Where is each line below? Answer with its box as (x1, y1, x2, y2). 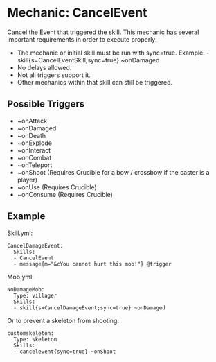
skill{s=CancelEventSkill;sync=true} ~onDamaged (17, 55, 160, 64)
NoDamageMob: (7, 286, 45, 293)
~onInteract (17, 146, 51, 154)
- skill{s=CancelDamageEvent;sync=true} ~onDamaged (13, 304, 166, 311)
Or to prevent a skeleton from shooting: (7, 316, 120, 325)
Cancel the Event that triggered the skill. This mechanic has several (7, 28, 199, 36)
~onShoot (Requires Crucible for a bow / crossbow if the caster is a (17, 168, 210, 176)
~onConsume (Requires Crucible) (17, 190, 113, 198)
